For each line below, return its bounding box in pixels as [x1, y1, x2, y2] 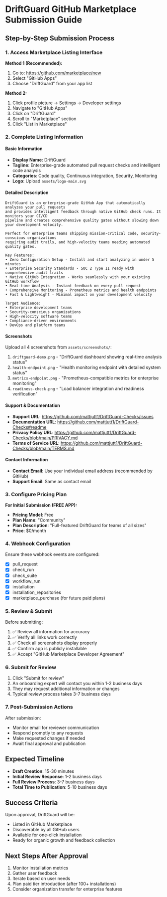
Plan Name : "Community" [12, 517, 66, 523]
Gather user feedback [12, 870, 58, 876]
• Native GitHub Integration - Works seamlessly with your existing [5, 275, 150, 280]
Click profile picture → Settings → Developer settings [12, 100, 121, 106]
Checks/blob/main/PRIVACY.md [12, 435, 78, 441]
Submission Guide [5, 14, 83, 25]
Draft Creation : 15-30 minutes [12, 768, 75, 774]
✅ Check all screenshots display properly [12, 640, 97, 646]
